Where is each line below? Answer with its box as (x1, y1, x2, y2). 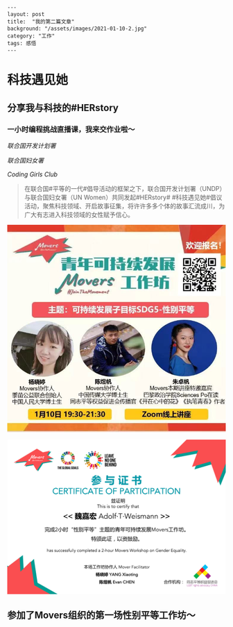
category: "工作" (7, 33, 55, 40)
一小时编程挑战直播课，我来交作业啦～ (7, 124, 135, 134)
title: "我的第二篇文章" (7, 18, 75, 25)
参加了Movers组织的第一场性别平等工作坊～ (7, 610, 196, 621)
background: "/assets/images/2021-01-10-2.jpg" (7, 25, 148, 32)
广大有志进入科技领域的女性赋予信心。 (24, 210, 134, 219)
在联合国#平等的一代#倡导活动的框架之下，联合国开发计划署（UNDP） (24, 184, 226, 192)
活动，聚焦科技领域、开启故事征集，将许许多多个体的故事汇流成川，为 (24, 201, 225, 210)
